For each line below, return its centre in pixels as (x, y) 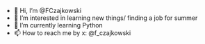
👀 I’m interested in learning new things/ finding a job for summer (106, 18)
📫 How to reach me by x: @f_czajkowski (72, 33)
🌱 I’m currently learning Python (58, 25)
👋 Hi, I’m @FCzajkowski (48, 11)
